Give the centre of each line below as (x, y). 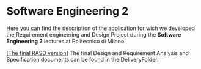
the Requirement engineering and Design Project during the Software (94, 34)
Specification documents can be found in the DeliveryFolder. (82, 59)
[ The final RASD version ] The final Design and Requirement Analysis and (98, 53)
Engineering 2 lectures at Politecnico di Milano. (66, 41)
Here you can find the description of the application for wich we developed (101, 28)
